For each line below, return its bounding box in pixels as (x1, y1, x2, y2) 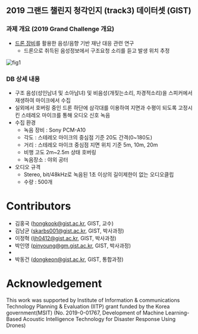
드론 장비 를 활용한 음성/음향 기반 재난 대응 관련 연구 (14, 39, 134, 46)
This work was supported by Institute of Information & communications (6, 296, 180, 304)
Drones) (6, 322, 26, 329)
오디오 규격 (14, 163, 41, 170)
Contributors (6, 199, 71, 213)
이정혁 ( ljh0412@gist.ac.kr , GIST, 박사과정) (14, 234, 117, 241)
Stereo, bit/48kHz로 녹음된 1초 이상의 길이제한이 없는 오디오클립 (23, 171, 174, 178)
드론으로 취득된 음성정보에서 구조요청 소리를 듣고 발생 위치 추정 (23, 47, 170, 54)
